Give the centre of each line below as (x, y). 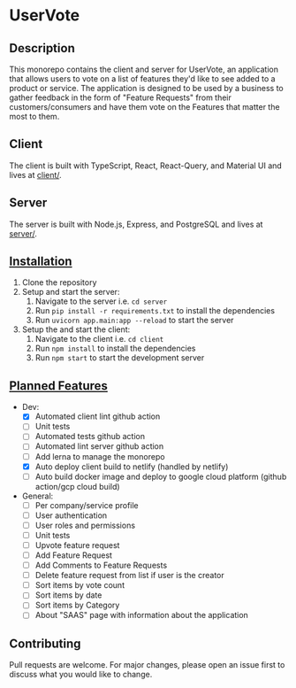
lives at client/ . (35, 174)
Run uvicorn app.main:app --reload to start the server (134, 321)
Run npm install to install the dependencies (115, 348)
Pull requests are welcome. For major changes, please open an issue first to (147, 665)
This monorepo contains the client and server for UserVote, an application (144, 69)
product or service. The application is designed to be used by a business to (147, 88)
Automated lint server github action (99, 446)
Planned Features (59, 386)
